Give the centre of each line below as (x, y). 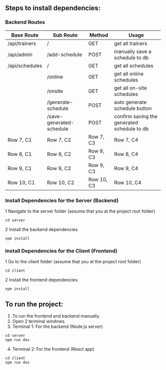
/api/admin (20, 54)
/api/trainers (22, 43)
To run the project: (34, 304)
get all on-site (130, 88)
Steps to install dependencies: (53, 8)
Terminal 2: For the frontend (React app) (53, 349)
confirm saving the (136, 116)
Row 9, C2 (59, 168)
